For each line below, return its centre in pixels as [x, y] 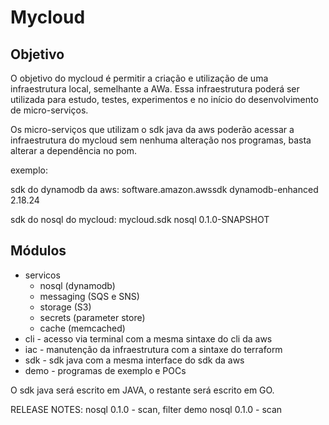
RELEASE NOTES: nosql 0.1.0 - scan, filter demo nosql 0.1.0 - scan [146, 409]
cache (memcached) [82, 328]
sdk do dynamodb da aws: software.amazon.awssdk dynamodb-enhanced [164, 189]
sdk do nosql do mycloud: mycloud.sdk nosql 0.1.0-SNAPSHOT [140, 219]
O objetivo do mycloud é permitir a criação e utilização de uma [139, 78]
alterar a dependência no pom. [74, 150]
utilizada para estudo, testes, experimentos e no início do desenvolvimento [164, 99]
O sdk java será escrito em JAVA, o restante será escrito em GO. [142, 390]
